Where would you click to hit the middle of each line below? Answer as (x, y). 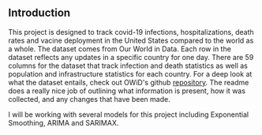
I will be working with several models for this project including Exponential (129, 114)
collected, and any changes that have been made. (90, 99)
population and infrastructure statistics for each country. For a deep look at (130, 73)
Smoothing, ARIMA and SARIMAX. (64, 122)
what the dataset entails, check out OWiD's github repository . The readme (129, 82)
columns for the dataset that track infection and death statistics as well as (128, 66)
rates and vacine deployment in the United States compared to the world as (131, 40)
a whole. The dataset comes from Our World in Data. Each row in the (120, 49)
